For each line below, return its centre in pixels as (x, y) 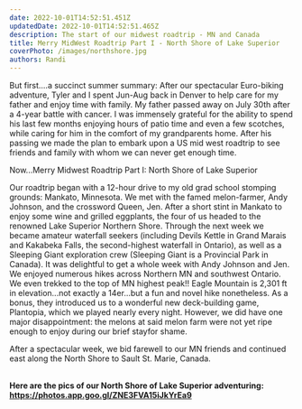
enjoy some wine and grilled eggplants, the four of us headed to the (135, 216)
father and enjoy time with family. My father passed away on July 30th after (150, 104)
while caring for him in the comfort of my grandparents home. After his (141, 133)
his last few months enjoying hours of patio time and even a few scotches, (147, 124)
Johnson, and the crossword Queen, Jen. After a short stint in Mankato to (146, 207)
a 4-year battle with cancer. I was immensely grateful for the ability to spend (151, 114)
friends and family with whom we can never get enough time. (123, 153)
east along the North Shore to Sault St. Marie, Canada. (110, 358)
